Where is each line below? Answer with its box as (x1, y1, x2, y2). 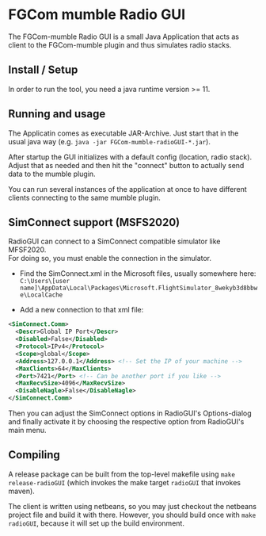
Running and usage (8, 107, 106, 121)
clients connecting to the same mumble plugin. (8, 193, 161, 202)
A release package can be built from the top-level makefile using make (8, 469, 236, 479)
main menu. (8, 426, 47, 435)
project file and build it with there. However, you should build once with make (8, 510, 256, 519)
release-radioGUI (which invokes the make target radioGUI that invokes (8, 477, 241, 487)
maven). (8, 486, 36, 496)
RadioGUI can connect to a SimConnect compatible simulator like (8, 236, 221, 247)
